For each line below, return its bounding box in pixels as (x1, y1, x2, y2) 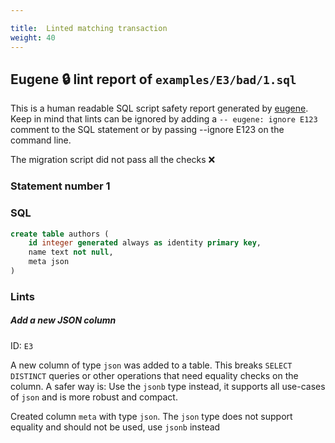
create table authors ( (10, 229, 110, 239)
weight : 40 (10, 32, 56, 43)
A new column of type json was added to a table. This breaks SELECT (10, 359, 293, 371)
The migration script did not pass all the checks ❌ (10, 154, 216, 166)
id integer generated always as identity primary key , (28, 238, 262, 248)
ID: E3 (10, 339, 34, 351)
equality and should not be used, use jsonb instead (10, 421, 221, 433)
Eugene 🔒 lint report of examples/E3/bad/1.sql (10, 71, 297, 88)
